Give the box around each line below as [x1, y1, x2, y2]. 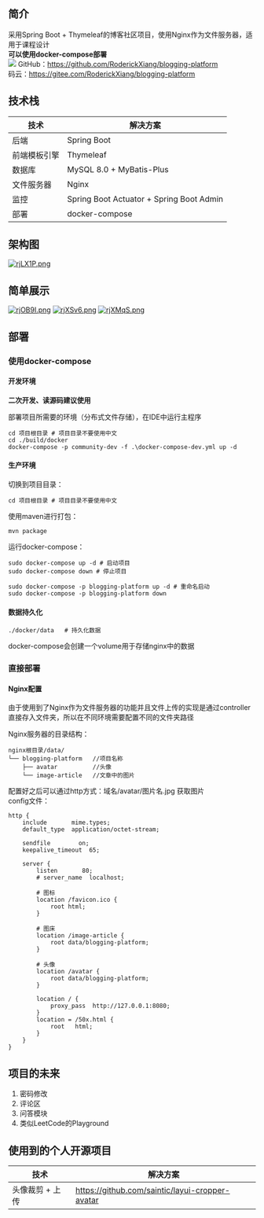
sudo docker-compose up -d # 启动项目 [8, 559, 131, 567]
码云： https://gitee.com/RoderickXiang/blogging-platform [8, 69, 196, 79]
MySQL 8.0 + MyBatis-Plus [67, 164, 169, 175]
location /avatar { [36, 968, 101, 976]
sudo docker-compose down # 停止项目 [8, 567, 127, 576]
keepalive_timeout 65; [22, 846, 101, 855]
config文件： [8, 797, 49, 806]
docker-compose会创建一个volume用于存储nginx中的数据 [8, 642, 195, 651]
